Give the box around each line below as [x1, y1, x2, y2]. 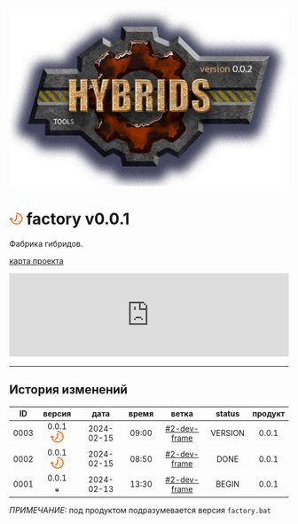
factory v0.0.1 [26, 209, 130, 229]
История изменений [9, 382, 129, 398]
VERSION [210, 428, 246, 439]
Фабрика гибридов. [9, 238, 83, 249]
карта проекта [9, 255, 64, 266]
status [216, 409, 240, 419]
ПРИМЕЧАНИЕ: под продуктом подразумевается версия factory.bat [9, 505, 271, 516]
